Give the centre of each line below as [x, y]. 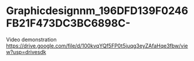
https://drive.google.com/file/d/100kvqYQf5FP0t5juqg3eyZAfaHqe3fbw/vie [97, 46]
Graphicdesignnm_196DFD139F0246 [97, 11]
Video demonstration [31, 39]
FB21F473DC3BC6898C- [68, 23]
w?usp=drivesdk [26, 52]
